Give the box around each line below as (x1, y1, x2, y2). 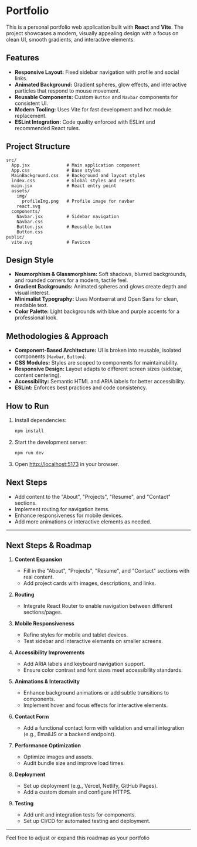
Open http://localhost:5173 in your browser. (14, 460, 119, 467)
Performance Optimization (14, 742, 81, 749)
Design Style (6, 255, 54, 265)
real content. (23, 573, 55, 581)
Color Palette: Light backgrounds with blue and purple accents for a (14, 308, 180, 315)
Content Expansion (14, 556, 63, 563)
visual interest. (14, 289, 50, 297)
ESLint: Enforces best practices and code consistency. (14, 384, 148, 391)
